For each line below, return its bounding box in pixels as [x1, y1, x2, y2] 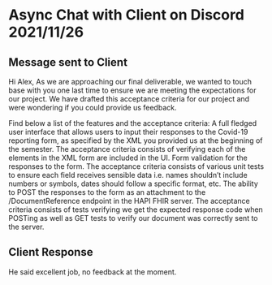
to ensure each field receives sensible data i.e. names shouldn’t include [8, 171, 248, 179]
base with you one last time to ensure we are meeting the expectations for [8, 85, 257, 95]
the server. [8, 222, 45, 231]
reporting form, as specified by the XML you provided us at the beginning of [8, 136, 263, 145]
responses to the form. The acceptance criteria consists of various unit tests [8, 162, 265, 171]
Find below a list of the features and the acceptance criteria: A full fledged [8, 119, 257, 127]
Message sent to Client [8, 55, 128, 69]
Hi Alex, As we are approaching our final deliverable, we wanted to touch [8, 77, 253, 86]
